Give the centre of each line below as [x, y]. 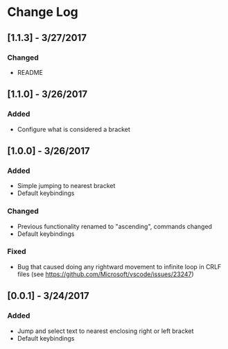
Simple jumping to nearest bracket [66, 186]
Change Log [43, 12]
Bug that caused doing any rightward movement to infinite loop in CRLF [119, 266]
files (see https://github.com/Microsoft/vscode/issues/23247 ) [105, 274]
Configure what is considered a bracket [73, 129]
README [30, 72]
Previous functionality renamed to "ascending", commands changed [115, 226]
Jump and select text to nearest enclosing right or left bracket [105, 331]
